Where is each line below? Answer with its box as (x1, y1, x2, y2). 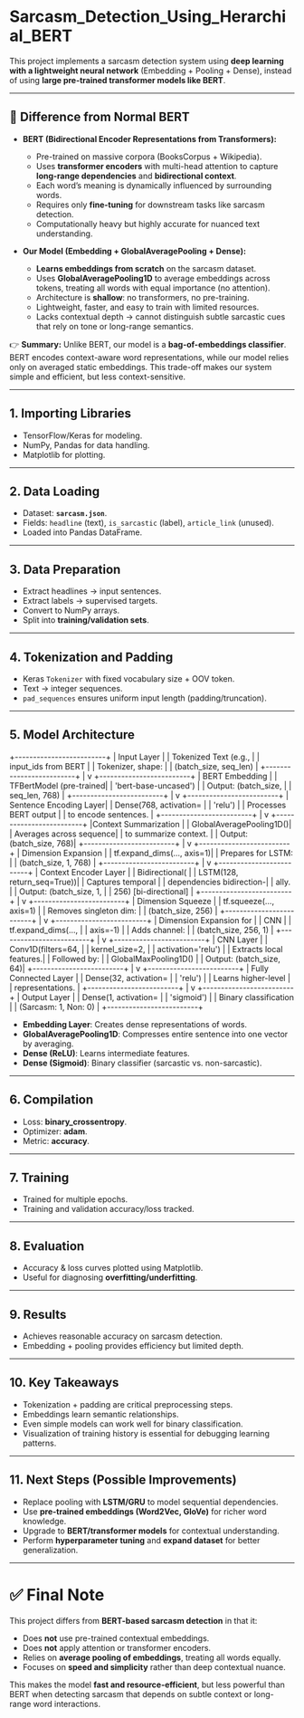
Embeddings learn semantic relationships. (22, 1408, 179, 1419)
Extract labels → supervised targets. (22, 596, 158, 606)
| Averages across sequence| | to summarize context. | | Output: (9, 828, 249, 839)
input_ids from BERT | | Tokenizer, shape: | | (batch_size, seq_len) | (9, 760, 259, 771)
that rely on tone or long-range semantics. (35, 320, 195, 331)
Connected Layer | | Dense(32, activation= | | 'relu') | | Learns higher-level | (9, 972, 291, 983)
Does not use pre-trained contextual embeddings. (22, 1632, 210, 1644)
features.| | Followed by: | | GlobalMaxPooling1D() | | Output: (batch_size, (9, 953, 280, 964)
